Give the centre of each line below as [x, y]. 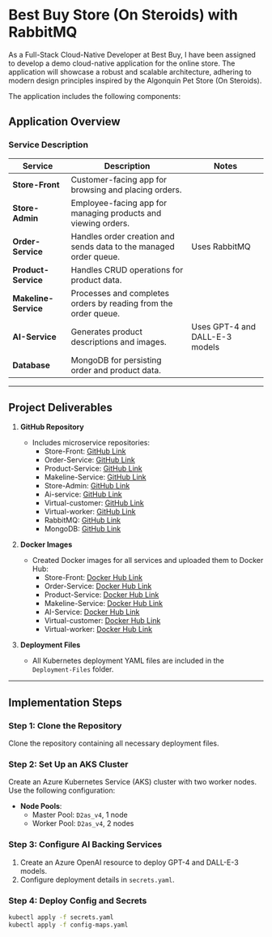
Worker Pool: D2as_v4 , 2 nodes [83, 823]
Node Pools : [41, 806]
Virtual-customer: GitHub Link [94, 503]
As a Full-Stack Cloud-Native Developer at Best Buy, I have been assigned [132, 54]
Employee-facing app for [119, 203]
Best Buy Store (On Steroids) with [123, 15]
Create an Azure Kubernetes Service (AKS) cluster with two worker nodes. [133, 782]
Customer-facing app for [119, 179]
